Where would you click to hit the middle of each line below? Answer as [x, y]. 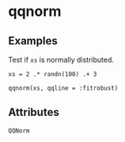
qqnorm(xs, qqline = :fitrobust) [63, 88]
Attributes [34, 112]
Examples [33, 41]
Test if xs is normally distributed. [61, 59]
